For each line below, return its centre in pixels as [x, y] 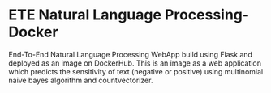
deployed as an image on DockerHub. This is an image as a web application [135, 63]
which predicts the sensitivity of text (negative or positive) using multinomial [136, 71]
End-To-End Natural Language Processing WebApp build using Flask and [131, 54]
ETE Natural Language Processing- [129, 15]
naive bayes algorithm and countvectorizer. [81, 80]
